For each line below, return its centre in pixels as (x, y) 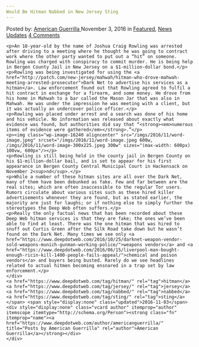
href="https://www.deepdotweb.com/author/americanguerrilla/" (85, 323)
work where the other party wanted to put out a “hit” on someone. (92, 56)
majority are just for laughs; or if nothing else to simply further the (100, 203)
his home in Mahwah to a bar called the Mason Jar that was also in (93, 98)
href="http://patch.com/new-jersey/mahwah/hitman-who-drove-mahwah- (93, 77)
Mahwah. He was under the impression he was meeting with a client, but (98, 103)
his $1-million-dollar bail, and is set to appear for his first (89, 161)
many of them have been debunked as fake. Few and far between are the (97, 182)
